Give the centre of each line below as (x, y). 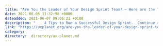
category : (15, 32)
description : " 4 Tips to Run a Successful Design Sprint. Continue (80, 23)
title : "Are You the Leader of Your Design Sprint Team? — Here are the (80, 9)
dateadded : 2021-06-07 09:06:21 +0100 (44, 18)
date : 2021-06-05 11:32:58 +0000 (39, 14)
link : (10, 27)
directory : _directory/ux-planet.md (42, 36)
